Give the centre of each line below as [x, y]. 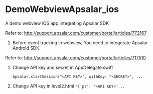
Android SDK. [27, 48]
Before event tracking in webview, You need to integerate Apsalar [80, 42]
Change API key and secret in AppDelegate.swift [63, 67]
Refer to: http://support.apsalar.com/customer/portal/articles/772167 [76, 33]
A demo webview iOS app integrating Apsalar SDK [57, 23]
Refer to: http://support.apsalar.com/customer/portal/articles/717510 [76, 58]
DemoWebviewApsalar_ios [62, 9]
